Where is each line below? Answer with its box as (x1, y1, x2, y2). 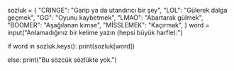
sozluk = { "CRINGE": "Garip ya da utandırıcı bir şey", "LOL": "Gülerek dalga (7, 6, 228, 14)
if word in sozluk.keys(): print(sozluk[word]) (7, 42, 135, 50)
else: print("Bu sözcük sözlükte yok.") (7, 56, 117, 64)
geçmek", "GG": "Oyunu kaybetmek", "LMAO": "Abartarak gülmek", (7, 13, 204, 22)
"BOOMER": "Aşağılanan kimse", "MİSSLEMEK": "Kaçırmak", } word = (7, 21, 210, 29)
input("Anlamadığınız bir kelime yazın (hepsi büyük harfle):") (7, 28, 183, 37)
